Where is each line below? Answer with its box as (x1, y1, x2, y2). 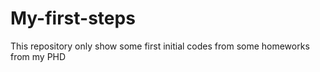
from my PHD (10, 50, 67, 62)
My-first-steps (10, 7, 136, 30)
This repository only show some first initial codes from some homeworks (10, 40, 310, 52)
